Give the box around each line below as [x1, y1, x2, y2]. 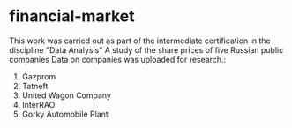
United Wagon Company [21, 90, 112, 101]
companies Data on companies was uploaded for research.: [9, 54, 227, 64]
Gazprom [21, 71, 56, 81]
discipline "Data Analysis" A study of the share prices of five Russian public [9, 44, 284, 55]
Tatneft [21, 80, 49, 91]
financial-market [9, 6, 135, 26]
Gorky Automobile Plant [21, 109, 109, 119]
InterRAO [21, 99, 56, 109]
